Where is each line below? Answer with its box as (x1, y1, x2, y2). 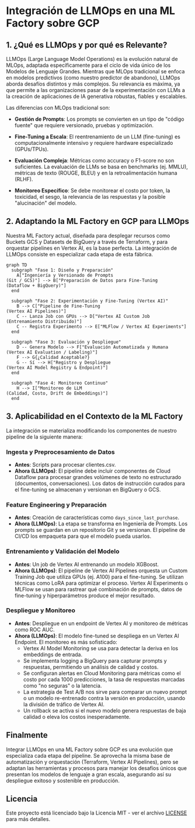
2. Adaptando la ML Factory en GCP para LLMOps (6, 216, 190, 226)
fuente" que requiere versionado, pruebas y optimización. (14, 122, 154, 128)
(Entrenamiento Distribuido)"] (6, 318, 82, 324)
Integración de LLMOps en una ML (6, 4, 175, 18)
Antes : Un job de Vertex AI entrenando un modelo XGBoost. (14, 561, 159, 568)
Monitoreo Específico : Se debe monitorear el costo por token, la (14, 187, 170, 194)
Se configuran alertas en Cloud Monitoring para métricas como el (23, 670, 181, 677)
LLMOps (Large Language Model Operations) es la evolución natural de (6, 56, 178, 62)
